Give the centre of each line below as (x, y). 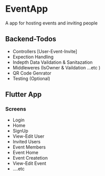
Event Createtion (30, 158)
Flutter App (24, 95)
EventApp (27, 9)
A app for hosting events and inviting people (51, 23)
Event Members (29, 147)
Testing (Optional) (31, 78)
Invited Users (26, 142)
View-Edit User (28, 136)
